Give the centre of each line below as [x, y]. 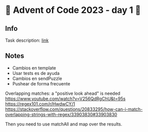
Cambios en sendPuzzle [37, 78]
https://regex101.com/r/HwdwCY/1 [40, 104]
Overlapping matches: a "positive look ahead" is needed [63, 93]
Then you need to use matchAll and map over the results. [64, 124]
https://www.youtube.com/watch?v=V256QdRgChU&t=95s [65, 98]
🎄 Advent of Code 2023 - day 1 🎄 [73, 10]
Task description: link [27, 40]
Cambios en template [34, 68]
